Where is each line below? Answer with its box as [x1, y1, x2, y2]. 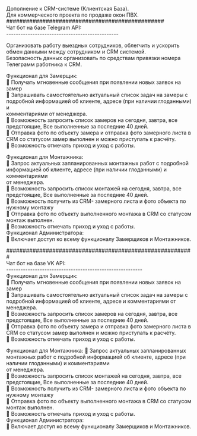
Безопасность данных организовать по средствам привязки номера [6, 55, 181, 61]
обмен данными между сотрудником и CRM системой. [6, 48, 147, 55]
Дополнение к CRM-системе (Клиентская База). [6, 5, 129, 12]
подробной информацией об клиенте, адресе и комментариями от [6, 297, 176, 305]
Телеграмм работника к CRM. [6, 61, 82, 68]
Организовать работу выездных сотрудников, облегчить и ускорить [6, 42, 180, 49]
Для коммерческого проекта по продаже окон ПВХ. [6, 11, 139, 18]
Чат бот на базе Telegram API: [6, 24, 82, 31]
